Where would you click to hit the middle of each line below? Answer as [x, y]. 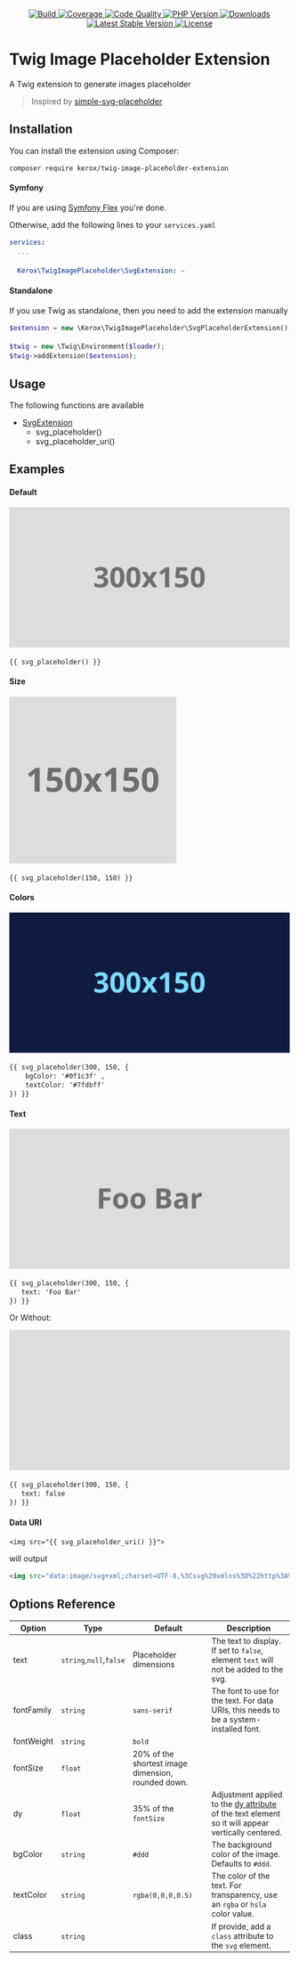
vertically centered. [246, 1832]
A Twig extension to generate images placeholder [100, 84]
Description [249, 1628]
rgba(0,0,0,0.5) [162, 1896]
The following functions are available [77, 405]
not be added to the [247, 1669]
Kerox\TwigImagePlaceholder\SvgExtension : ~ [101, 271]
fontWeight [33, 1741]
